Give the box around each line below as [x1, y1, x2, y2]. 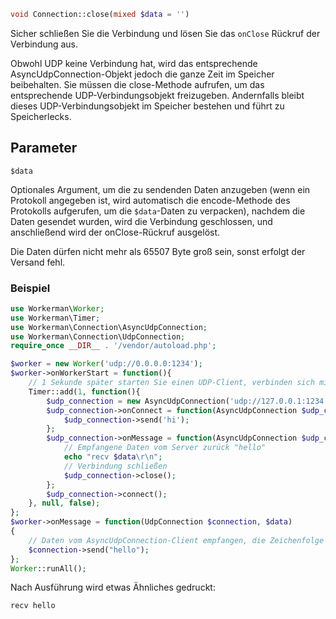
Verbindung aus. [10, 38, 79, 50]
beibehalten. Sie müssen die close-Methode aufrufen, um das [10, 78, 265, 90]
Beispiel [10, 281, 51, 295]
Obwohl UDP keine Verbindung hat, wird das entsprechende [10, 57, 258, 69]
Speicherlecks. [10, 110, 72, 122]
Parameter [10, 140, 78, 157]
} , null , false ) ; [28, 498, 101, 509]
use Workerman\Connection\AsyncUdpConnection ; [10, 322, 208, 332]
